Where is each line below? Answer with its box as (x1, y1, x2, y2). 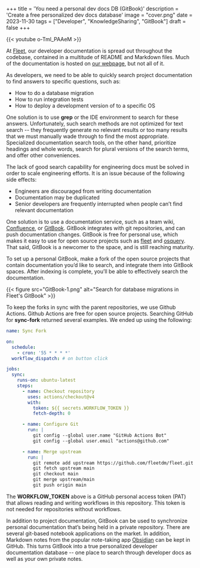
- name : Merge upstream (21, 449, 82, 455)
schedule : (11, 344, 36, 350)
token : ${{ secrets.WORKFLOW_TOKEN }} (32, 405, 130, 411)
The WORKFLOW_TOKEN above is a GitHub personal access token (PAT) (6, 493, 186, 500)
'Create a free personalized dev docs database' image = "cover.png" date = (6, 11, 193, 19)
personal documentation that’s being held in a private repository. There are (6, 523, 190, 530)
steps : (17, 383, 33, 389)
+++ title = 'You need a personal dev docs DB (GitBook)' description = (6, 5, 179, 12)
